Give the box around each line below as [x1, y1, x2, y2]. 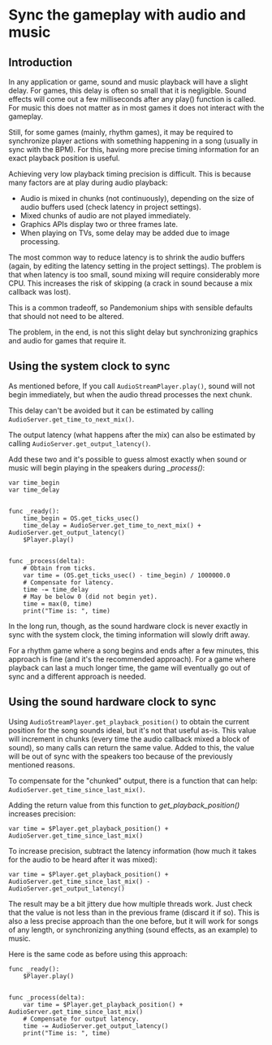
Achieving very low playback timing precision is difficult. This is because [8, 169, 252, 178]
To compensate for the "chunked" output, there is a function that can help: [8, 776, 258, 785]
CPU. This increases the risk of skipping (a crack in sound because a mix [8, 278, 253, 288]
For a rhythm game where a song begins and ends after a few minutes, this [8, 645, 260, 655]
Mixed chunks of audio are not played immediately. [19, 211, 191, 221]
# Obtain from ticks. [23, 564, 96, 572]
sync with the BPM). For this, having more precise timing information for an [8, 145, 260, 154]
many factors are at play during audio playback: [8, 177, 168, 187]
